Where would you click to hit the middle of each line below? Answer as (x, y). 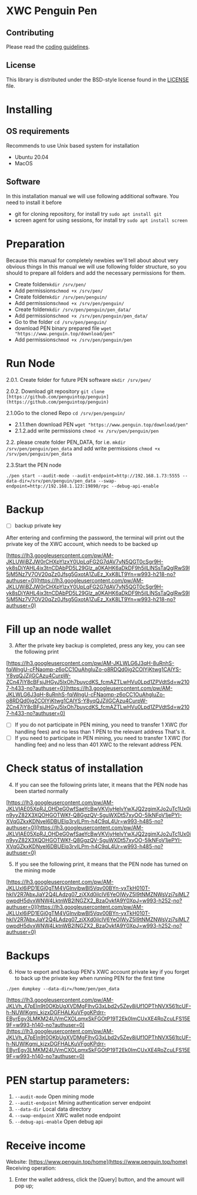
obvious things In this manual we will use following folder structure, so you (96, 266)
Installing (29, 110)
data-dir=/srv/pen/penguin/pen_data (51, 481)
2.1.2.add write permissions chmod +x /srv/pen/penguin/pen (86, 430)
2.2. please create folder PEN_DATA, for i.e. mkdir (66, 442)
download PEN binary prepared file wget (63, 328)
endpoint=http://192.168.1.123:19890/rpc (58, 486)
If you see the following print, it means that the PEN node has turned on (101, 864)
